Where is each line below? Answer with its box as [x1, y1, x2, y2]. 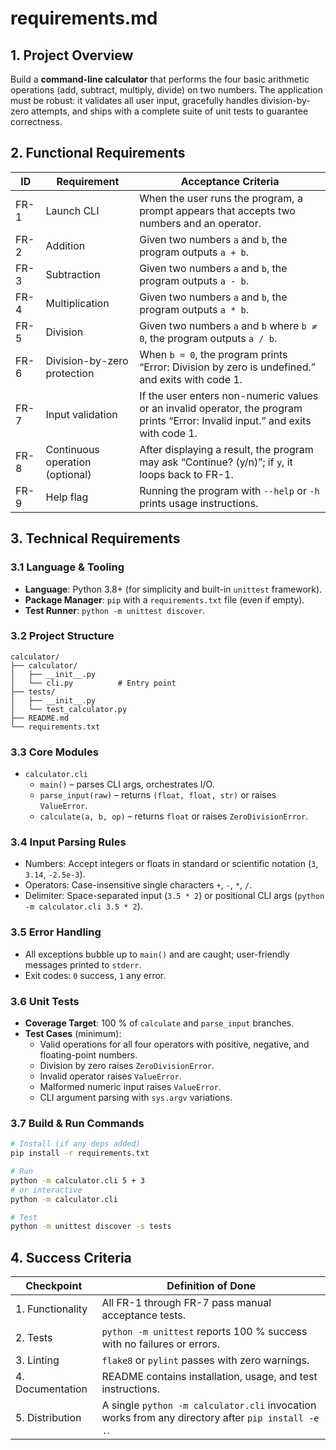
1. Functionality [15, 1302, 88, 1316]
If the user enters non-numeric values [139, 388, 319, 402]
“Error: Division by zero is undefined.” [139, 360, 316, 374]
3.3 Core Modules [10, 745, 99, 759]
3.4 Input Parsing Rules [10, 835, 127, 849]
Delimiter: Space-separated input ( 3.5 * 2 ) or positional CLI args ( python [24, 890, 325, 902]
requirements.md [10, 7, 158, 30]
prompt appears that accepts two [139, 203, 296, 217]
